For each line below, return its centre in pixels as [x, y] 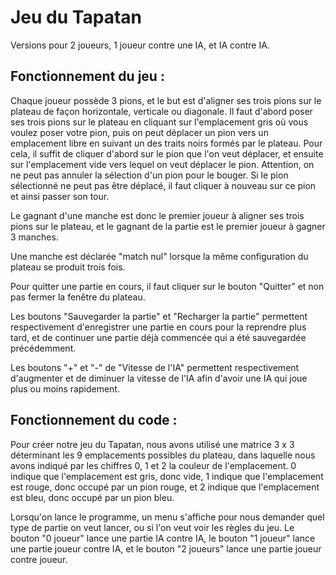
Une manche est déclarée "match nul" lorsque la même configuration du [159, 256]
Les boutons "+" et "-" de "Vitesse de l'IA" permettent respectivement [155, 367]
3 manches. [34, 237]
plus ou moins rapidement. [65, 388]
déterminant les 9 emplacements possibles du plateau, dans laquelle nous [163, 455]
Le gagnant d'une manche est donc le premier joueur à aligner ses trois [157, 215]
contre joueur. [39, 559]
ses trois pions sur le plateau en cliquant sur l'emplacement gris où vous [159, 122]
